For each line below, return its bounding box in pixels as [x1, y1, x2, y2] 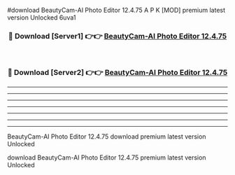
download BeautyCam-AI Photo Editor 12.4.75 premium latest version [7, 153, 206, 162]
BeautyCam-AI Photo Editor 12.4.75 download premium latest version [7, 132, 206, 141]
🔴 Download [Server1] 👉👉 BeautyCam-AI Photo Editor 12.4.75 [8, 31, 227, 41]
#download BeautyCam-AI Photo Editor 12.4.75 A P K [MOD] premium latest [7, 6, 226, 14]
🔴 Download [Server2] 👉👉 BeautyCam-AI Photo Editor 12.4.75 [7, 68, 228, 78]
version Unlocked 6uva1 [7, 13, 76, 22]
